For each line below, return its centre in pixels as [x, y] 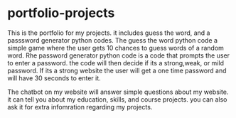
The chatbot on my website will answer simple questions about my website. [118, 92]
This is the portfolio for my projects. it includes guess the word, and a [109, 33]
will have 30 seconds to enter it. [54, 78]
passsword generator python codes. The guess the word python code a [113, 40]
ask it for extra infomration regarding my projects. [80, 107]
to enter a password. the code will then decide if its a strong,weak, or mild [116, 63]
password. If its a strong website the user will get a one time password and [117, 70]
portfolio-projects [61, 13]
